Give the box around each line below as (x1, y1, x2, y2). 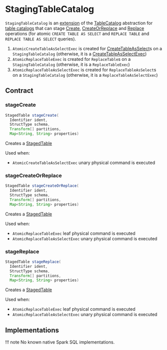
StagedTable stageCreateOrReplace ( (5, 183, 79, 188)
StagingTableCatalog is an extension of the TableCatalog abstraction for (5, 20, 153, 26)
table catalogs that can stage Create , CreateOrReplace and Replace (5, 25, 145, 31)
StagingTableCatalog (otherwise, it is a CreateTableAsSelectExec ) (12, 51, 147, 57)
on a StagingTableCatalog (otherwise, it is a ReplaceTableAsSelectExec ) (12, 72, 158, 78)
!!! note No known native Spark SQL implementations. (5, 339, 115, 345)
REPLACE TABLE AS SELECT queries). (5, 36, 76, 42)
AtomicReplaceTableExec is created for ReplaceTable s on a (12, 56, 131, 62)
